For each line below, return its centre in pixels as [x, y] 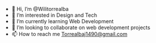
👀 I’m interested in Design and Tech [54, 15]
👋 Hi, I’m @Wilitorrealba [40, 9]
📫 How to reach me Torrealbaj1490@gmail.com [69, 34]
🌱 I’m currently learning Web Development [63, 21]
